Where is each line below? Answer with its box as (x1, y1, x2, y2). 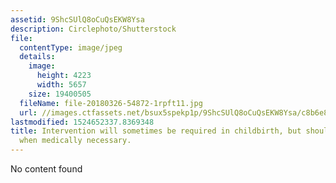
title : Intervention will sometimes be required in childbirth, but (10, 126, 302, 136)
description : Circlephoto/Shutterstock (10, 24, 177, 34)
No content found (10, 163, 83, 175)
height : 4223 (36, 71, 92, 81)
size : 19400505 (28, 89, 92, 99)
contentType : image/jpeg (19, 42, 123, 53)
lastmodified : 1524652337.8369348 (10, 117, 155, 127)
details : (19, 52, 56, 62)
